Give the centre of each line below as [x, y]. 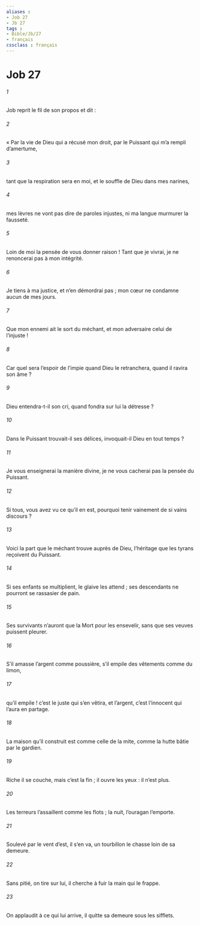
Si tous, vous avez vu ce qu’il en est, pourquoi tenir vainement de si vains [97, 509]
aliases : [19, 12]
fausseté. [18, 220]
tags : [14, 28]
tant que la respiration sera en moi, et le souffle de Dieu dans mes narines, [98, 181]
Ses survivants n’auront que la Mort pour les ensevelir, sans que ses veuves [100, 626]
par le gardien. [24, 747]
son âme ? [19, 374]
